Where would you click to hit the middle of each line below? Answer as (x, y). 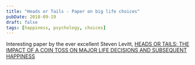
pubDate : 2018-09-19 (31, 17)
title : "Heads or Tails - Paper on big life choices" (73, 11)
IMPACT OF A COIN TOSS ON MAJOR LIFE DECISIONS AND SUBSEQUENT (97, 50)
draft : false (22, 22)
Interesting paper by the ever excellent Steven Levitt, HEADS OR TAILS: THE (98, 44)
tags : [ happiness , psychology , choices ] (56, 28)
